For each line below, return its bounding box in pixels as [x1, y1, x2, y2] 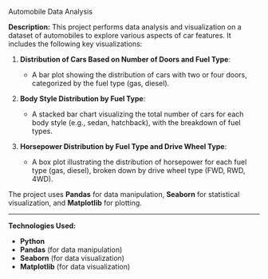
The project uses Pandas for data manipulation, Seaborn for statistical [8, 190, 240, 198]
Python [19, 237, 45, 246]
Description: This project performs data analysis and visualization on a [8, 22, 242, 31]
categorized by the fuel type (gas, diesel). [31, 79, 170, 88]
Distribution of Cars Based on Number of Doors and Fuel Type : [19, 55, 231, 64]
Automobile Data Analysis [8, 7, 93, 16]
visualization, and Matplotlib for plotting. [8, 198, 142, 207]
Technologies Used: [8, 221, 77, 230]
